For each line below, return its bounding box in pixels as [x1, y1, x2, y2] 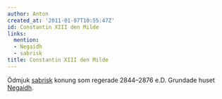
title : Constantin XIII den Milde [7, 57, 109, 64]
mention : [13, 37, 39, 44]
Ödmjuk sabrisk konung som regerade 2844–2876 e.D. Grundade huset [7, 76, 215, 84]
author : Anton [7, 10, 49, 18]
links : [7, 30, 27, 37]
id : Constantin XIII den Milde [7, 23, 99, 30]
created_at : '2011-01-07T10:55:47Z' [7, 17, 115, 24]
